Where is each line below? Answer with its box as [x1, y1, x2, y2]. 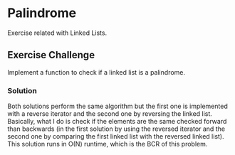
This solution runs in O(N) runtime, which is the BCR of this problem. [7, 140, 208, 149]
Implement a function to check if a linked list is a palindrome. [7, 68, 185, 76]
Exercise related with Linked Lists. [7, 28, 108, 37]
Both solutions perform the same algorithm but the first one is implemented [7, 102, 228, 111]
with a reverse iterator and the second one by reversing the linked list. [7, 109, 212, 118]
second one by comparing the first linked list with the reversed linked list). [7, 132, 224, 141]
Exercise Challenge [7, 49, 95, 61]
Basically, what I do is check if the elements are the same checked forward [7, 117, 227, 126]
